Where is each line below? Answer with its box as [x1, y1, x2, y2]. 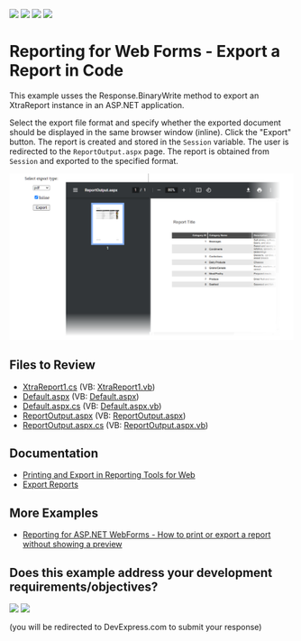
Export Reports [22, 479, 79, 490]
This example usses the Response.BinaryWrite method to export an [9, 90, 260, 101]
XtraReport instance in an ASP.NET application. [9, 99, 185, 110]
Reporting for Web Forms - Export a [9, 41, 281, 62]
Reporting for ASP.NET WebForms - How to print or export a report [22, 529, 271, 540]
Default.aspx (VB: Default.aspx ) [22, 390, 140, 401]
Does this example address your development [9, 564, 273, 581]
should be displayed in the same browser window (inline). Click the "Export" [9, 126, 292, 137]
